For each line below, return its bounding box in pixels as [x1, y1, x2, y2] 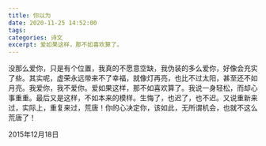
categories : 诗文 [8, 33, 63, 42]
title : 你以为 [8, 11, 51, 20]
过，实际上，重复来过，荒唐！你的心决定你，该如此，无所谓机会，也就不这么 [8, 103, 258, 113]
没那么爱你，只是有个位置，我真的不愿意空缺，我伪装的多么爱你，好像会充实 [8, 64, 258, 73]
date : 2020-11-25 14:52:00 [8, 19, 97, 27]
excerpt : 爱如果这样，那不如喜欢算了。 [8, 41, 123, 49]
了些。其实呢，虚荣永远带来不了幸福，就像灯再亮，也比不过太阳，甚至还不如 [8, 73, 258, 83]
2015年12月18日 [8, 129, 59, 139]
